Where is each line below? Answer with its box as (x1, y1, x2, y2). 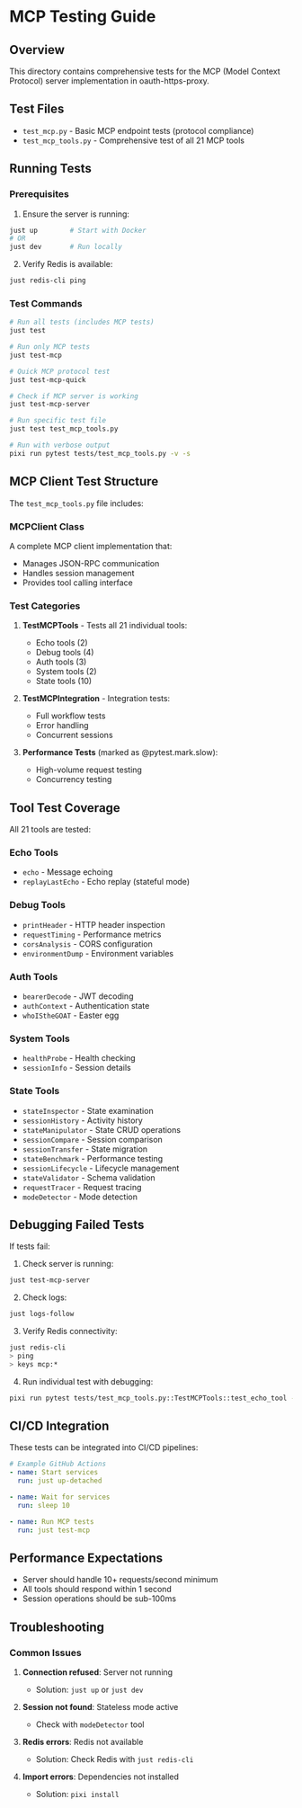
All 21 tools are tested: (9, 824, 92, 835)
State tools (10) (35, 676, 93, 687)
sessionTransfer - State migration (22, 1144, 148, 1154)
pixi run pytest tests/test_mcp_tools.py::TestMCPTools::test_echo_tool (9, 1394, 288, 1403)
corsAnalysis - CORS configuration (22, 938, 153, 949)
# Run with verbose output (9, 441, 111, 450)
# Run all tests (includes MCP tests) (9, 317, 155, 327)
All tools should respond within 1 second (22, 1584, 173, 1595)
